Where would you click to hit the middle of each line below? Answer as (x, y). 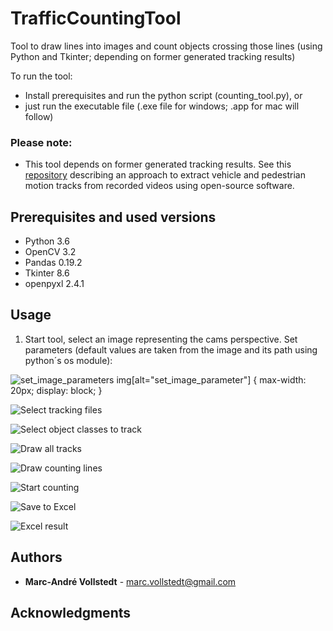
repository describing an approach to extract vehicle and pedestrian (165, 175)
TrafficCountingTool (96, 18)
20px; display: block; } (56, 390)
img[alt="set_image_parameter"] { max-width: (211, 379)
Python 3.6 (47, 241)
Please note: (41, 142)
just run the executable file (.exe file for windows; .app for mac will (162, 106)
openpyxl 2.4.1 (54, 284)
